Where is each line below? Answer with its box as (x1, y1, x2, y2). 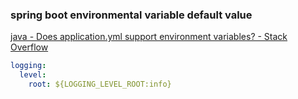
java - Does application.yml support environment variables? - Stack (10, 31, 288, 43)
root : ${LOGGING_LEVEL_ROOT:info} (28, 79, 172, 90)
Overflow (10, 41, 49, 53)
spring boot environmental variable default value (10, 8, 253, 22)
